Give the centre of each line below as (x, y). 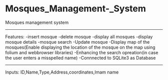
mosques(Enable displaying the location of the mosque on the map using (80, 47)
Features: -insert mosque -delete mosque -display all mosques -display (79, 37)
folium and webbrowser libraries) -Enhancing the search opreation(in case (82, 52)
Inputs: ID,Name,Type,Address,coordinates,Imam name (62, 72)
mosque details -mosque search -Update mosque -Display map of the (77, 42)
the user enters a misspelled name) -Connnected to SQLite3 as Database (80, 58)
